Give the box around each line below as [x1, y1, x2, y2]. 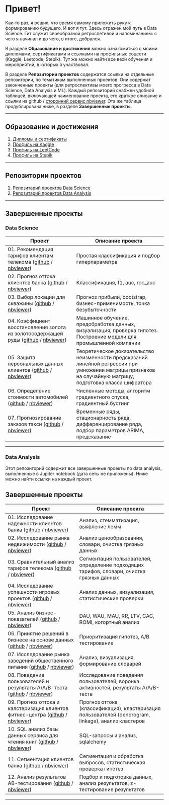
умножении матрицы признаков [76, 367, 155, 374]
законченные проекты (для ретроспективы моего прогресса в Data [5, 82, 151, 88]
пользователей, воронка [79, 678, 140, 685]
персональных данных [8, 360, 64, 367]
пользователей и [8, 678, 49, 685]
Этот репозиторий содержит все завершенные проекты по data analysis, [5, 465, 162, 471]
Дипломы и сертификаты [12, 136, 67, 142]
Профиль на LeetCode [12, 146, 60, 152]
